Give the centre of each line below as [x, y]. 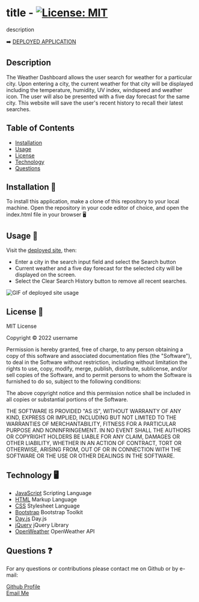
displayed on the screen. [45, 275]
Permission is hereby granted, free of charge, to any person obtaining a [95, 349]
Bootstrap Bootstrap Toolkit [49, 512]
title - [20, 13]
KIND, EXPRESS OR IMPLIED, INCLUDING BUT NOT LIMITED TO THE [91, 417]
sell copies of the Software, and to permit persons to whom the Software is [99, 375]
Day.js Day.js [31, 518]
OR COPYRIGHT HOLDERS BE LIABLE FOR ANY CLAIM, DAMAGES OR [93, 437]
